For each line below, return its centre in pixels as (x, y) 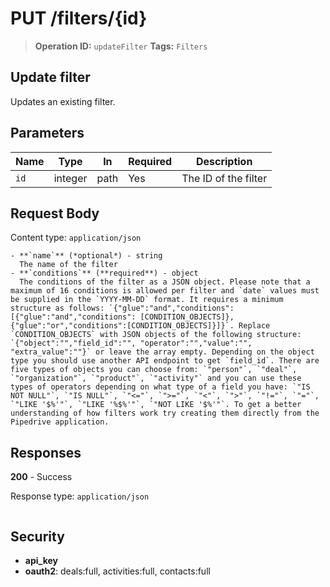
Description (224, 161)
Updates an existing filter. (63, 101)
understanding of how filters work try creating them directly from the (165, 413)
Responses (46, 452)
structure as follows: (57, 308)
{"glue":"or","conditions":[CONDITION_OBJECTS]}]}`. (122, 326)
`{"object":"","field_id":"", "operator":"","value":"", (131, 343)
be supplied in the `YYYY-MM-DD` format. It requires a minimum (147, 300)
